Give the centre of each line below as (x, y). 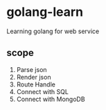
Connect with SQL (42, 91)
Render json (34, 77)
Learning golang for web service (53, 31)
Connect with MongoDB (51, 99)
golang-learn (45, 12)
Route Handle (36, 84)
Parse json (32, 69)
